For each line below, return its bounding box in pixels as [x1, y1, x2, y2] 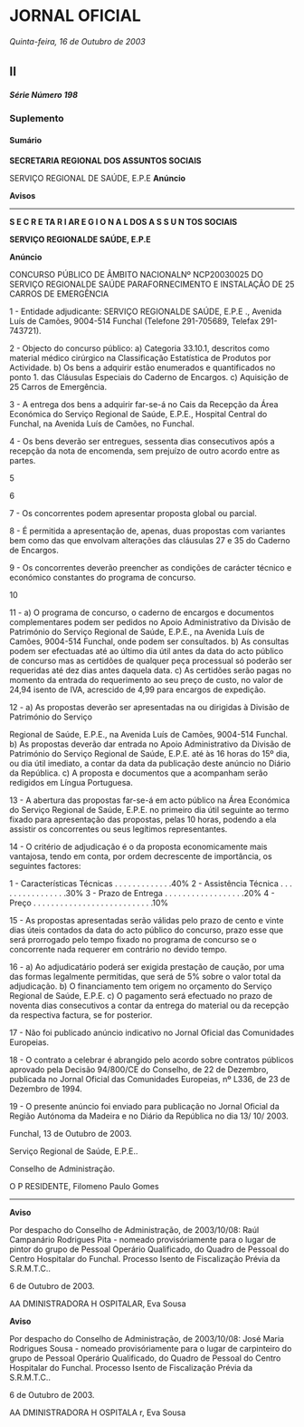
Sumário [9, 134, 43, 145]
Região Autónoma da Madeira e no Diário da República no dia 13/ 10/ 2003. [9, 1110, 290, 1121]
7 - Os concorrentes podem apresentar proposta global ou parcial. [9, 507, 258, 518]
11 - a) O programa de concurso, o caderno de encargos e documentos [9, 607, 274, 618]
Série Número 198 [9, 89, 79, 100]
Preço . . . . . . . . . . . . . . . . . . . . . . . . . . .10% [9, 897, 169, 908]
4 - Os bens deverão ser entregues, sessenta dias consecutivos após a [9, 435, 275, 446]
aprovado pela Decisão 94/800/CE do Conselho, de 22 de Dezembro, [9, 1063, 269, 1075]
